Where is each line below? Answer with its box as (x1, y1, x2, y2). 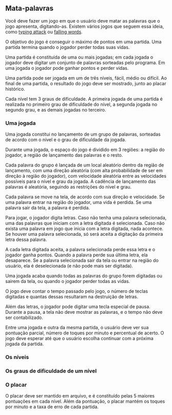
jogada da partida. (5, 341, 44, 347)
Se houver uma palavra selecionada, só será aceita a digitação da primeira (5, 231, 163, 237)
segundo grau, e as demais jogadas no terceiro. (5, 106, 106, 112)
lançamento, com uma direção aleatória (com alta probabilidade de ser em (5, 167, 163, 174)
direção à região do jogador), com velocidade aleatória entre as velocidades (5, 173, 167, 179)
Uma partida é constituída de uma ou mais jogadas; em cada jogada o (5, 54, 154, 60)
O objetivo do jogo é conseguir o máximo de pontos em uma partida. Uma (5, 39, 162, 45)
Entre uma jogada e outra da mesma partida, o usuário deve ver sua (5, 325, 149, 331)
